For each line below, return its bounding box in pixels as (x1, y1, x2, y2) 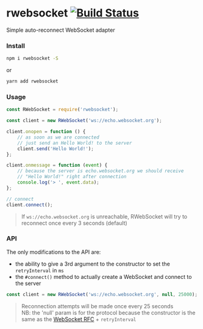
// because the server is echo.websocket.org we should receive (17, 168, 184, 174)
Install (6, 42, 26, 50)
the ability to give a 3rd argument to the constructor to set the (15, 260, 171, 267)
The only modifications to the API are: (6, 248, 101, 256)
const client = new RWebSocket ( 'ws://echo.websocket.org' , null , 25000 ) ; (6, 291, 198, 297)
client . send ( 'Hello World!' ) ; (17, 145, 94, 152)
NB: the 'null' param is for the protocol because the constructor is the (21, 309, 196, 316)
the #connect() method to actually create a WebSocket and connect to (15, 273, 192, 280)
